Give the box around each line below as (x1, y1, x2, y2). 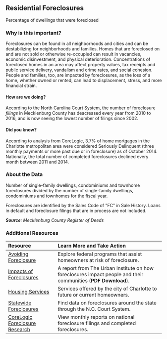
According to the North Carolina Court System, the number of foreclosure (5, 105, 156, 111)
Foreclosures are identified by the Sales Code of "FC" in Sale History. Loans (5, 202, 161, 208)
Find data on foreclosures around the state (57, 299, 157, 306)
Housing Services (8, 289, 50, 296)
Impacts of (8, 268, 33, 275)
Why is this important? (5, 29, 61, 36)
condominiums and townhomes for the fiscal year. (5, 193, 108, 199)
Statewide (8, 299, 32, 306)
